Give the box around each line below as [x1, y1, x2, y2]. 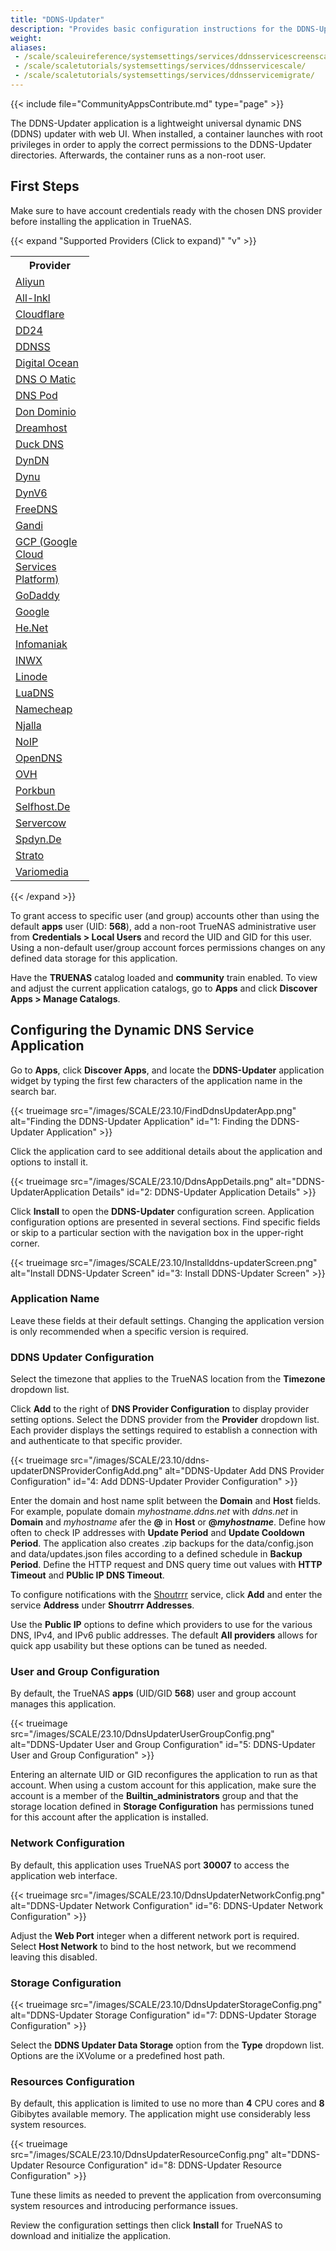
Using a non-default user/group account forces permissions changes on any [10, 941, 326, 953]
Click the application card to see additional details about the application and [10, 1145, 323, 1157]
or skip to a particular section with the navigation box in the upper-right [10, 1226, 304, 1238]
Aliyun [15, 274, 45, 288]
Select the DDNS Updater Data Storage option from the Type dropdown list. [10, 2039, 325, 2051]
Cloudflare [15, 307, 65, 321]
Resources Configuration [10, 2074, 135, 2088]
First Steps [10, 178, 80, 195]
